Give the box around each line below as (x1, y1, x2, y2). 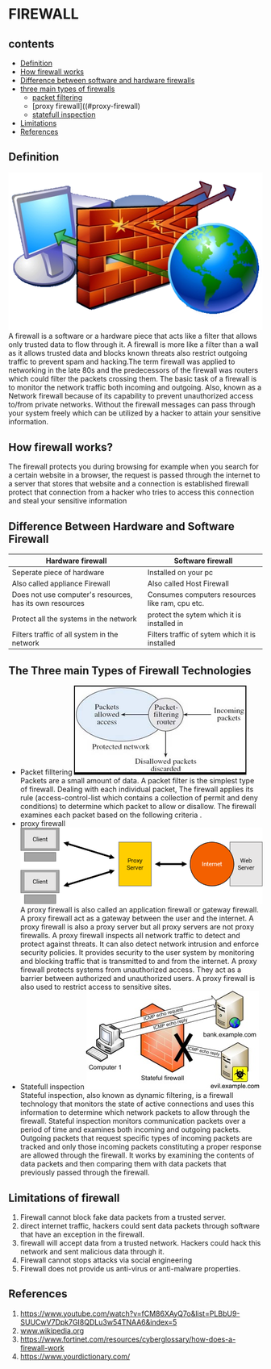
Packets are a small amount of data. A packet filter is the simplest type (19, 776, 255, 786)
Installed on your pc (148, 567, 214, 577)
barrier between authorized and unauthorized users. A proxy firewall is (19, 974, 256, 983)
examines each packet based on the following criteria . (19, 810, 202, 820)
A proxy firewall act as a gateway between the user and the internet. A (19, 913, 254, 924)
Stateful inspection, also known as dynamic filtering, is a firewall (19, 1091, 234, 1100)
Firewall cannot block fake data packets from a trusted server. (19, 1212, 227, 1222)
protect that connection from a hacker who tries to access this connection (8, 487, 255, 497)
